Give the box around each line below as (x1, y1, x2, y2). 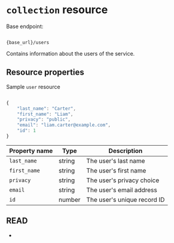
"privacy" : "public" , (17, 116, 71, 122)
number (59, 195, 81, 204)
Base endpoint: (6, 23, 44, 30)
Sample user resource (6, 83, 61, 90)
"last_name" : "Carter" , (17, 105, 77, 112)
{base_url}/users (6, 39, 50, 45)
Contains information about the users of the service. (6, 50, 135, 57)
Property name (9, 146, 53, 155)
